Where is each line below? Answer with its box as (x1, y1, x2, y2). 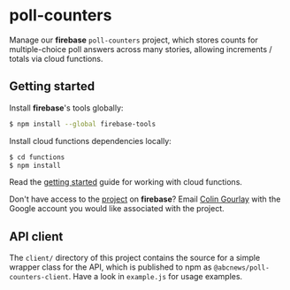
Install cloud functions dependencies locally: (9, 135, 172, 146)
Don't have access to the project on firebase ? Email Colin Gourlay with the (9, 194, 281, 204)
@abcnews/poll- (213, 263, 270, 272)
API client (9, 229, 64, 244)
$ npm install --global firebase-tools (9, 119, 156, 128)
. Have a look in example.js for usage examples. (68, 271, 243, 282)
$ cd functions (9, 152, 65, 162)
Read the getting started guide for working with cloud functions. (9, 177, 243, 187)
